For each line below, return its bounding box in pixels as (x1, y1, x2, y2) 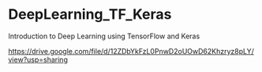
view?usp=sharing (8, 55, 69, 64)
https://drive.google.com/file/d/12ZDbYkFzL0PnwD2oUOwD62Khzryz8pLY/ (8, 46, 255, 56)
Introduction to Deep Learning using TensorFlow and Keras (8, 31, 200, 41)
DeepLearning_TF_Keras (8, 5, 172, 23)
